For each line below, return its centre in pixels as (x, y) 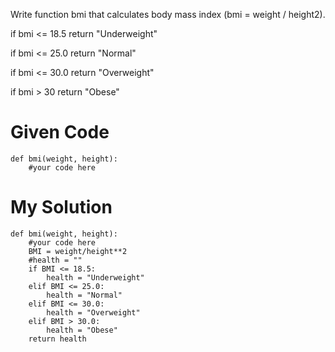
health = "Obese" (82, 330)
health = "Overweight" (93, 312)
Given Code (60, 132)
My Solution (61, 207)
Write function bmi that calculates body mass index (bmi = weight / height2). (168, 14)
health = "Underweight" (95, 277)
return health (57, 339)
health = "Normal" (84, 295)
